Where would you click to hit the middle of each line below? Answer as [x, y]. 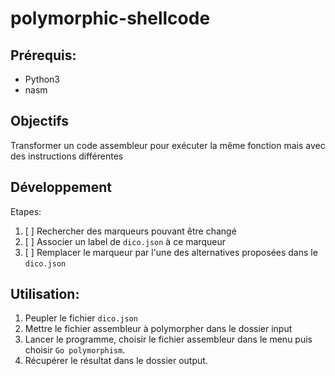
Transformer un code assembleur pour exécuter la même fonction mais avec [168, 145]
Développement [61, 187]
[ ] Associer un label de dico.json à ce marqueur [125, 241]
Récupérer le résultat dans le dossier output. [116, 361]
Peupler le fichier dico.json [81, 318]
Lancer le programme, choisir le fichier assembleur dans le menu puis [168, 339]
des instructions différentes [67, 156]
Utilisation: [45, 294]
